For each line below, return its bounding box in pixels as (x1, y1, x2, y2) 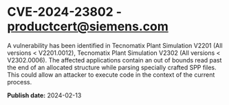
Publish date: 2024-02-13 (7, 91, 82, 100)
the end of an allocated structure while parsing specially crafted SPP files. (7, 63, 217, 71)
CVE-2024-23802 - (7, 4, 122, 20)
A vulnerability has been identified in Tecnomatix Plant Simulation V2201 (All (7, 41, 223, 49)
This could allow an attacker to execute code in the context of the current (7, 70, 215, 79)
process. (7, 78, 32, 86)
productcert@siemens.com (7, 19, 168, 34)
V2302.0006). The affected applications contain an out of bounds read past (7, 56, 222, 64)
